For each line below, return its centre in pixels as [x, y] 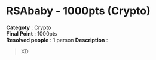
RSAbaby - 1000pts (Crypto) [78, 11]
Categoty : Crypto [29, 27]
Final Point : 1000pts [32, 33]
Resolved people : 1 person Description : [57, 40]
